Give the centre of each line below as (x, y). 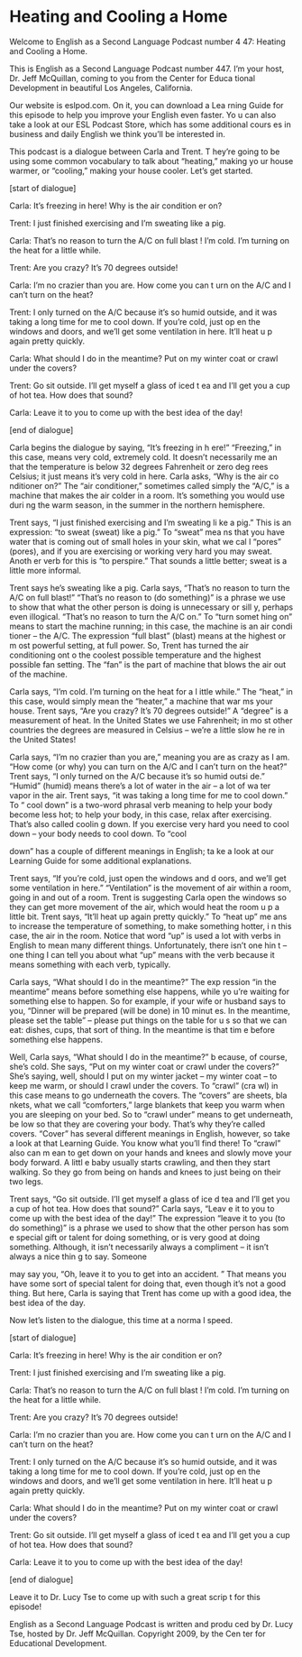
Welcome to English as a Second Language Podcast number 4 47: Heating (147, 41)
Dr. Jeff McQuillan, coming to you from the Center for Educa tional (132, 78)
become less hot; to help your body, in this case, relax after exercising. (141, 815)
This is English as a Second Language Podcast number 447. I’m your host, (147, 69)
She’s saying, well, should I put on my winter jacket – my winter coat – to (143, 1076)
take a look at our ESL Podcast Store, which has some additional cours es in (150, 124)
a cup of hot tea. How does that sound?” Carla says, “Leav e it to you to (142, 1208)
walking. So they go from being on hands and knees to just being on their (145, 1172)
